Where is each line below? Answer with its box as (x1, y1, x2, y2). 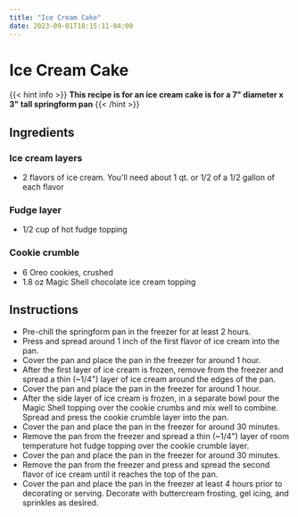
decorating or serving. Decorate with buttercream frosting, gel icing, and (21, 487, 290, 498)
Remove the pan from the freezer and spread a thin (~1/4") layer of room (21, 430, 290, 441)
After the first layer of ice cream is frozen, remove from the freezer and (21, 364, 284, 375)
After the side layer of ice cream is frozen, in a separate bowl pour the (21, 393, 280, 403)
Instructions (9, 302, 79, 318)
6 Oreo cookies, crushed (21, 267, 113, 277)
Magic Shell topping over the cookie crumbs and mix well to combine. (21, 402, 279, 412)
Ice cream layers (9, 151, 83, 164)
